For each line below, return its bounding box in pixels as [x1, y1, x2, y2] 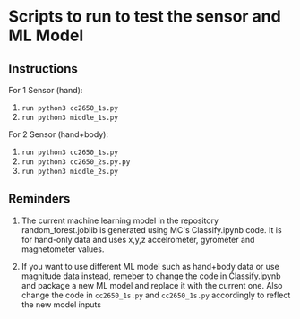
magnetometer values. [21, 244, 105, 254]
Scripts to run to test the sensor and [8, 6, 281, 27]
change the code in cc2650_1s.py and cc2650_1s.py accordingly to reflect [21, 289, 291, 300]
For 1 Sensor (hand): [8, 85, 83, 95]
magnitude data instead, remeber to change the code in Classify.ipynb [21, 271, 281, 281]
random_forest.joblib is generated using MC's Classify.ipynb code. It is [21, 224, 283, 235]
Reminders [8, 191, 71, 207]
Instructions [8, 61, 78, 76]
